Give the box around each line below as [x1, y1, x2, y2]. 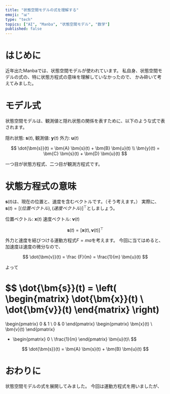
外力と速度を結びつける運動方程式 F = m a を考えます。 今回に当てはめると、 [5, 237, 163, 244]
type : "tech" [5, 17, 33, 22]
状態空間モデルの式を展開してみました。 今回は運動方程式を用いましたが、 [5, 383, 162, 389]
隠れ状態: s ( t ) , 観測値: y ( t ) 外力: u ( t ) [5, 135, 79, 141]
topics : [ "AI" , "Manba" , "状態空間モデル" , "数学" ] [5, 21, 110, 27]
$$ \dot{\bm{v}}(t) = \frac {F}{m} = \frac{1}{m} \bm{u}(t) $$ [22, 254, 148, 260]
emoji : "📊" [5, 12, 30, 17]
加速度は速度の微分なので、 [5, 244, 63, 250]
